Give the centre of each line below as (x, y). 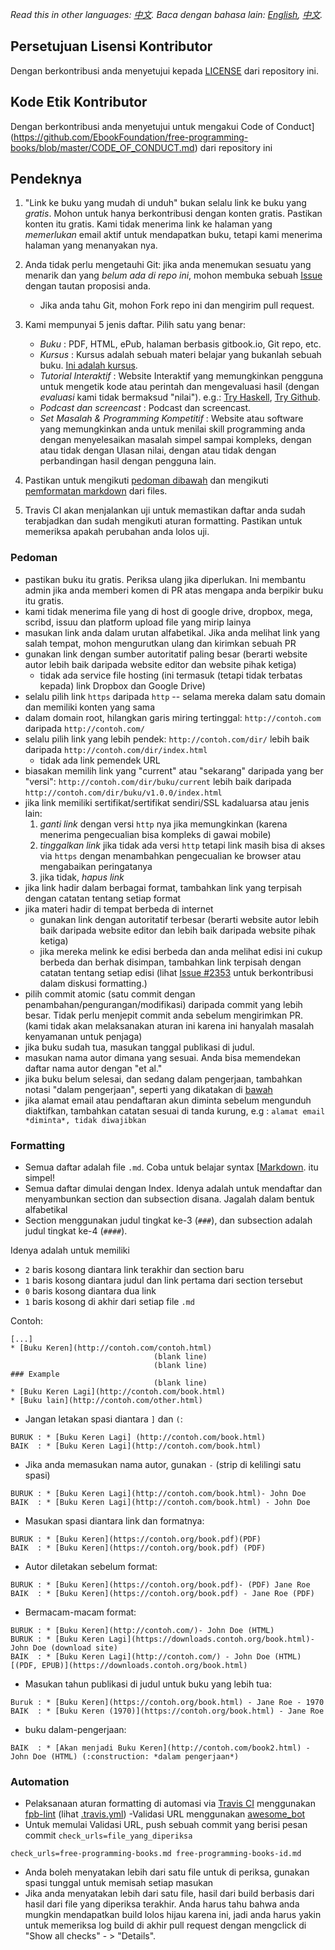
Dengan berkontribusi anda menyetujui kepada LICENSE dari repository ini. (165, 70)
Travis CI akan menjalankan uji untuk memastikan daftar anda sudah (165, 510)
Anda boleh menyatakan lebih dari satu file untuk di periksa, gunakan (167, 1872)
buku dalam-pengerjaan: (75, 1730)
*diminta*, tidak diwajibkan (85, 1120)
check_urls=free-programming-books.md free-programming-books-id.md (156, 1854)
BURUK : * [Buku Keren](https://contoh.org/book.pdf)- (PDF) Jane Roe (160, 1585)
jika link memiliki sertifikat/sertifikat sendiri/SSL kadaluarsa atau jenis (167, 802)
